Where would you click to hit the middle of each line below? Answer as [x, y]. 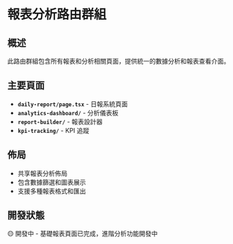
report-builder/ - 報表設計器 [60, 122]
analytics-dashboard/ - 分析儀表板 [68, 112]
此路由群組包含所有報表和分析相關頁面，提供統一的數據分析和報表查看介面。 [119, 61]
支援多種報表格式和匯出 [52, 191]
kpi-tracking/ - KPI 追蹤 [53, 130]
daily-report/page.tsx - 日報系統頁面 [73, 104]
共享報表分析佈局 [42, 173]
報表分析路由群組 [57, 14]
